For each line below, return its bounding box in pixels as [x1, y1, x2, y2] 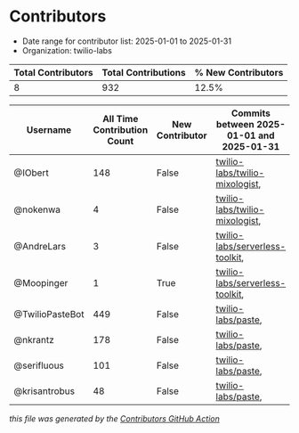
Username [26, 123, 72, 135]
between [216, 118, 255, 130]
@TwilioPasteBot [13, 307, 85, 320]
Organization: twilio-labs [21, 45, 113, 55]
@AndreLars [13, 240, 67, 252]
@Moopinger [13, 276, 69, 289]
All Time [101, 112, 139, 125]
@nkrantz [13, 333, 55, 346]
